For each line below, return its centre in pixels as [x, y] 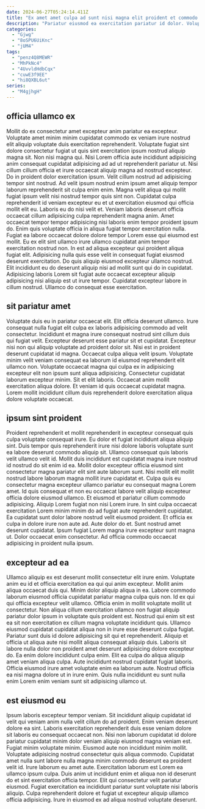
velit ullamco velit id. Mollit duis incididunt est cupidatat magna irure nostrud [102, 459]
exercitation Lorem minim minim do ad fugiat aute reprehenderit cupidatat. [100, 511]
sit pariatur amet [39, 306]
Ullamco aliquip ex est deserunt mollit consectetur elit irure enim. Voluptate [101, 577]
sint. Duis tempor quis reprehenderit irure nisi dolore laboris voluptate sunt [100, 446]
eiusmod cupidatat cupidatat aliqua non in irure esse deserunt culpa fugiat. [101, 629]
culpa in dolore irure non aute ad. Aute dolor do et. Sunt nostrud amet [94, 524]
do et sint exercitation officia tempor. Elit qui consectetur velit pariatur [94, 780]
